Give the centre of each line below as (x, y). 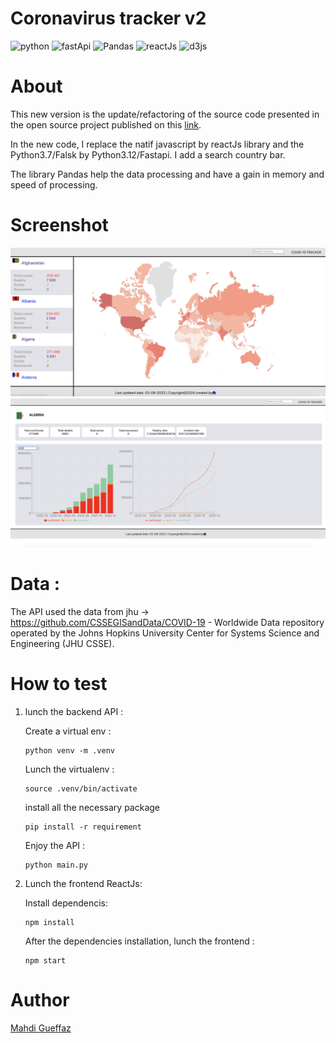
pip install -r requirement (83, 827)
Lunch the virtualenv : (69, 769)
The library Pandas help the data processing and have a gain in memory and (167, 174)
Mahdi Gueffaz (41, 1028)
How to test (59, 684)
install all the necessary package (92, 808)
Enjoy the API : (55, 846)
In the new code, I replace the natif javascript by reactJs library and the (157, 144)
